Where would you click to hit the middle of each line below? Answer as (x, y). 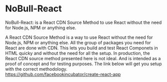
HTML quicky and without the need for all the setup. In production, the (77, 53)
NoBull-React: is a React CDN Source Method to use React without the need (83, 22)
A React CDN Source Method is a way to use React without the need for (79, 37)
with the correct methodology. (36, 69)
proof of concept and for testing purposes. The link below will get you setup (83, 64)
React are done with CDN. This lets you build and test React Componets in (82, 48)
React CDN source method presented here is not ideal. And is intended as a (83, 58)
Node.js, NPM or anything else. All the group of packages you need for (78, 42)
